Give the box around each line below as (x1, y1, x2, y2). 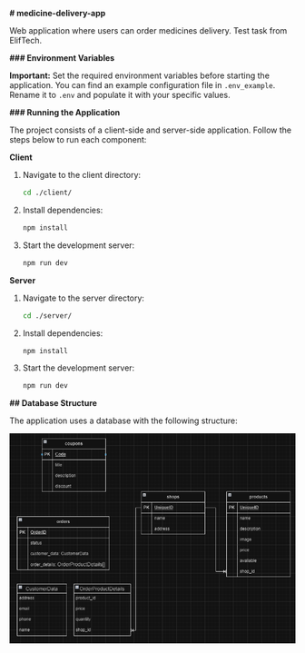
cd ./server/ (22, 311, 73, 321)
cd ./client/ (22, 188, 73, 197)
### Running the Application (9, 107, 121, 117)
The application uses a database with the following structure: (9, 415, 238, 426)
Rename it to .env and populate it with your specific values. (9, 90, 231, 100)
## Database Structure (9, 398, 98, 409)
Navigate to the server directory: (22, 292, 145, 303)
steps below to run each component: (9, 134, 147, 144)
